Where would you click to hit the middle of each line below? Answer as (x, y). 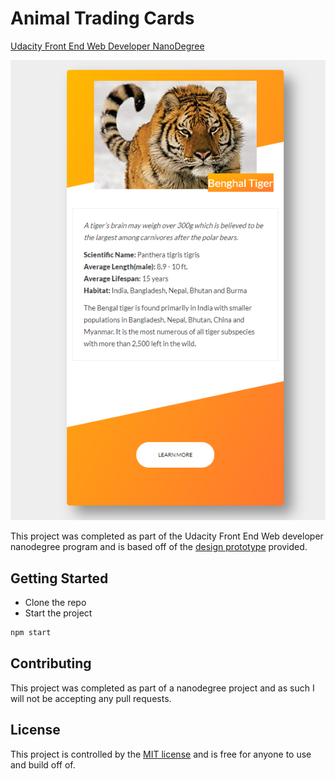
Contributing (51, 663)
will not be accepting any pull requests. (91, 698)
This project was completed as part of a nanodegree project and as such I (162, 688)
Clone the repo (55, 603)
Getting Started (59, 578)
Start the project (58, 613)
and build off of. (43, 764)
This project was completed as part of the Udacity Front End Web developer (167, 536)
